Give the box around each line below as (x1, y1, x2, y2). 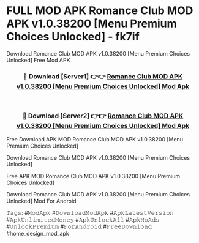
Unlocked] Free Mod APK (6, 56, 70, 64)
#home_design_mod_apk (6, 230, 69, 237)
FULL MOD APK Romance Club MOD (6, 4, 193, 18)
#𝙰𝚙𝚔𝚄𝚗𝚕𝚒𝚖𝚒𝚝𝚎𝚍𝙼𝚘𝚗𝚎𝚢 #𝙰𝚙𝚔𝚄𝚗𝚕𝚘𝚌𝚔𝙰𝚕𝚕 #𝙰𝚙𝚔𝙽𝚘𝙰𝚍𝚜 (6, 215, 160, 223)
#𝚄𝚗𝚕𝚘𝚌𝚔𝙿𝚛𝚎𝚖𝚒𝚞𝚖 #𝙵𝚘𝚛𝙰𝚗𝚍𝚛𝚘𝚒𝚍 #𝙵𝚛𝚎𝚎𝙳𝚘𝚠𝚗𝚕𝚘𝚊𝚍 (6, 223, 152, 230)
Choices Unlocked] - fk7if (6, 30, 140, 43)
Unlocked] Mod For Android (6, 197, 77, 204)
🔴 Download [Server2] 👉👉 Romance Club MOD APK (22, 111, 184, 120)
